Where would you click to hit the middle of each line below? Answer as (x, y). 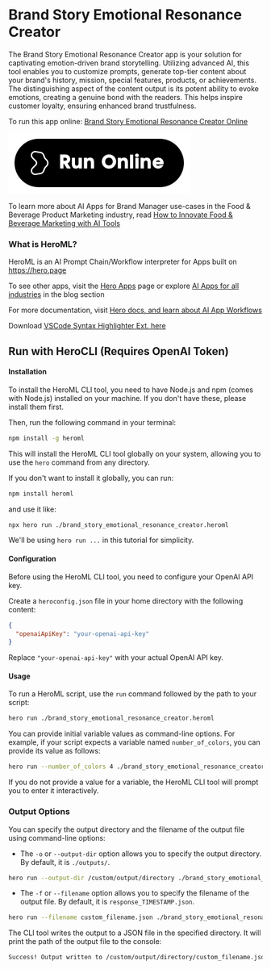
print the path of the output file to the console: (85, 942)
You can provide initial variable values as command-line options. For (122, 734)
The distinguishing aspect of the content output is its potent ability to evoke (134, 88)
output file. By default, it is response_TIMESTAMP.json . (107, 902)
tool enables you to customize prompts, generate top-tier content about (127, 71)
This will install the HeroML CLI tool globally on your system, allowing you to (135, 453)
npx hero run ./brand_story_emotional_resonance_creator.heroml (119, 525)
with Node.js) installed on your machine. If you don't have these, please (127, 398)
